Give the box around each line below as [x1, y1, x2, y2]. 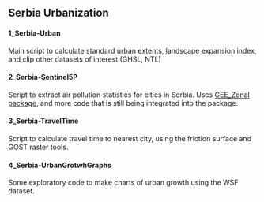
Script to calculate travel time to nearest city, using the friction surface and [8, 134, 251, 143]
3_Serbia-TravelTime [8, 116, 79, 125]
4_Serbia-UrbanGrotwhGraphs [8, 160, 112, 170]
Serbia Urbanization [8, 6, 109, 20]
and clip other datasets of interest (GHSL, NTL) [8, 54, 162, 64]
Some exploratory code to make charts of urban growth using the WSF [8, 178, 239, 188]
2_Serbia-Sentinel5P [8, 73, 77, 82]
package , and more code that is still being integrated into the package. [8, 98, 239, 107]
